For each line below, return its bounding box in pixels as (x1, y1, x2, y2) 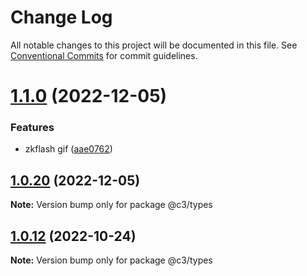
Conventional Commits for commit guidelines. (10, 49, 198, 61)
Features (10, 121, 55, 135)
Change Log (10, 6, 113, 29)
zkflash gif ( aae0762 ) (24, 143, 113, 155)
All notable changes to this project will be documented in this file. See (10, 39, 298, 51)
